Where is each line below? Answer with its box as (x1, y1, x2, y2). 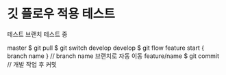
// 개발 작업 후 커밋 (7, 60, 57, 68)
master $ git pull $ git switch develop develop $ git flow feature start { (7, 44, 204, 52)
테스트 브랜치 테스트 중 (7, 30, 68, 38)
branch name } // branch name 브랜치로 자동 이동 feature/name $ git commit (7, 52, 219, 60)
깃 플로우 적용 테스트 (7, 6, 115, 22)
